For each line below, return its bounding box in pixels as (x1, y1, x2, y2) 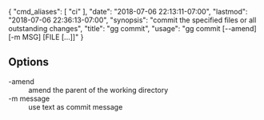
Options (8, 55, 50, 69)
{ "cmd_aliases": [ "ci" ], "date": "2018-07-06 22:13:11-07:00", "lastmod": (8, 7, 248, 16)
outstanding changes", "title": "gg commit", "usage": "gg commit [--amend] (8, 24, 258, 33)
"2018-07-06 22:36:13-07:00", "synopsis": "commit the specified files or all (8, 15, 257, 25)
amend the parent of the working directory (28, 85, 169, 94)
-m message (8, 94, 50, 103)
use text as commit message (28, 102, 123, 111)
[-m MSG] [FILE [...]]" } (8, 32, 84, 42)
